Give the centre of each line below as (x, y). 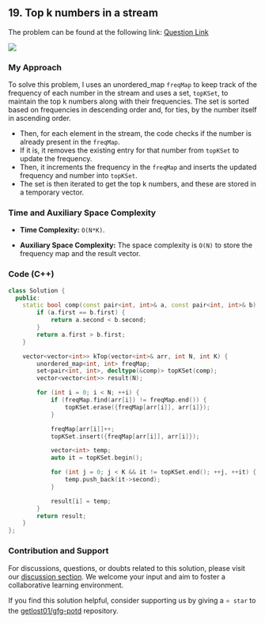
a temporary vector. (52, 192)
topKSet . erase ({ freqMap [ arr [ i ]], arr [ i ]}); (138, 407)
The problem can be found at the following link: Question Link (108, 32)
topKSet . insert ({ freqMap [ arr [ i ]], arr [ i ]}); (125, 436)
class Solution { (37, 291)
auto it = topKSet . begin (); (97, 458)
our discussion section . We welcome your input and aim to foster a (117, 576)
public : (28, 298)
